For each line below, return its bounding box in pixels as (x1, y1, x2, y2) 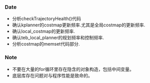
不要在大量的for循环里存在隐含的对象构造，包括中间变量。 (12, 66, 134, 72)
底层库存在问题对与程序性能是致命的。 (12, 72, 93, 78)
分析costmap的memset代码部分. (12, 41, 80, 47)
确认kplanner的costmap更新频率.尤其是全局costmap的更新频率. (12, 22, 145, 28)
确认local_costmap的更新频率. (12, 28, 75, 34)
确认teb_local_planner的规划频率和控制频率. (12, 34, 104, 41)
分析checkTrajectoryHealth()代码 (12, 16, 81, 22)
